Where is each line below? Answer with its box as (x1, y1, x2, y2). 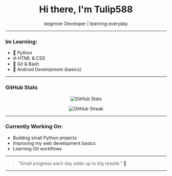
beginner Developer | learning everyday (44, 20, 128, 27)
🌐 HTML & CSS (12, 55, 46, 61)
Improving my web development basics (12, 140, 96, 146)
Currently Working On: (5, 123, 63, 130)
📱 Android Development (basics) (12, 67, 82, 73)
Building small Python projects (12, 135, 77, 141)
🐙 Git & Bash (12, 61, 39, 67)
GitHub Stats (5, 84, 38, 91)
